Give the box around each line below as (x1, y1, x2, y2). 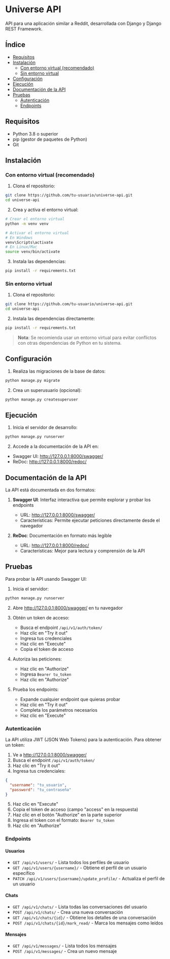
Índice (5, 41, 25, 49)
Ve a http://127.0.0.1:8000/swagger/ (12, 751, 87, 757)
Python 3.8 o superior (12, 130, 58, 137)
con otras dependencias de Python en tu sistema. (17, 340, 122, 346)
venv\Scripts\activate (5, 240, 53, 245)
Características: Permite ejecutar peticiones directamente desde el (20, 517, 160, 523)
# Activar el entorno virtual (5, 230, 70, 236)
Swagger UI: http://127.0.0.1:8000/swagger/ (12, 453, 104, 459)
